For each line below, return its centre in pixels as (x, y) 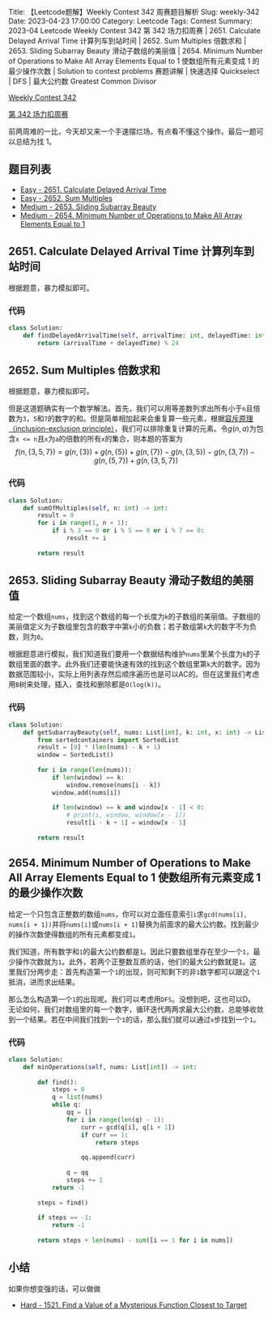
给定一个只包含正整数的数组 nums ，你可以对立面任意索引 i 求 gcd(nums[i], (128, 914)
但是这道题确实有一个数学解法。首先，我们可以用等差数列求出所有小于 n (127, 408)
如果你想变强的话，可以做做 (55, 1288)
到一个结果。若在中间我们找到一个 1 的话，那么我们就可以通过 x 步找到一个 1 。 (134, 1019)
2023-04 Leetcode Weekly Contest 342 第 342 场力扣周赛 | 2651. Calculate (134, 30)
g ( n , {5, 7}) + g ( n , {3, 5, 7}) (136, 461)
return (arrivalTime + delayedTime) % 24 (108, 343)
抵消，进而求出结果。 (44, 982)
